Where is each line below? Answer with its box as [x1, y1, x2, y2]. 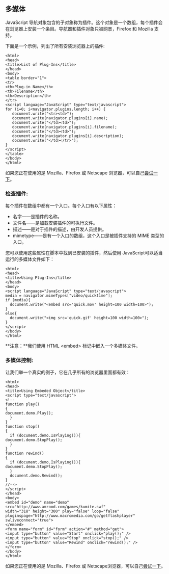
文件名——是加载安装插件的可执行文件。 [12, 220, 98, 226]
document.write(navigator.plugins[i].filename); [12, 124, 117, 129]
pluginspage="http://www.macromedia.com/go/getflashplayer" [5, 513, 136, 518]
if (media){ [5, 298, 31, 303]
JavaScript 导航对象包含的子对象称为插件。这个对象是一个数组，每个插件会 [5, 19, 163, 25]
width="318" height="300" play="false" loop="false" [5, 509, 120, 514]
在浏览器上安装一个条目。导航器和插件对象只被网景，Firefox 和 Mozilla [5, 25, 153, 32]
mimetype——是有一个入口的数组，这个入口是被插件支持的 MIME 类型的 [12, 232, 164, 239]
